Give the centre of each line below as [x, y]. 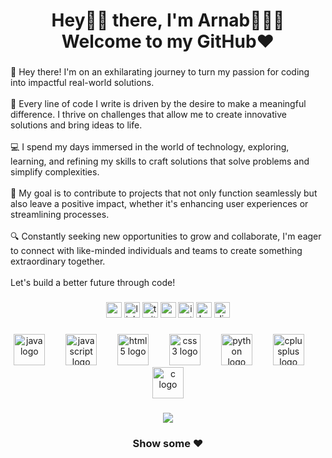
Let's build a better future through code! [93, 283]
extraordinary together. [58, 261]
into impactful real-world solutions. [82, 83]
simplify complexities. [55, 172]
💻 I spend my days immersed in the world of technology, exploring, [150, 147]
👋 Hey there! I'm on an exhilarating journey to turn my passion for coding [160, 72]
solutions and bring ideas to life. [76, 125]
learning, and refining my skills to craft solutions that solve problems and [160, 161]
